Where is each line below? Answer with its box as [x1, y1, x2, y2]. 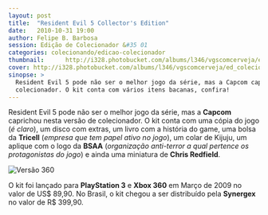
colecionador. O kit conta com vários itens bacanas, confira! [15, 85, 230, 94]
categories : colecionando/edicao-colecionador [8, 49, 166, 57]
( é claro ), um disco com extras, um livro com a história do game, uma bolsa [8, 124, 257, 134]
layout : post [8, 11, 52, 20]
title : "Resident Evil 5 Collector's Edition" [8, 19, 170, 27]
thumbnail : [8, 57, 45, 64]
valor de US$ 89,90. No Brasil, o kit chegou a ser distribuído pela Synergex [8, 189, 256, 199]
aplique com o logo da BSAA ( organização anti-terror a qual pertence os [8, 141, 250, 151]
